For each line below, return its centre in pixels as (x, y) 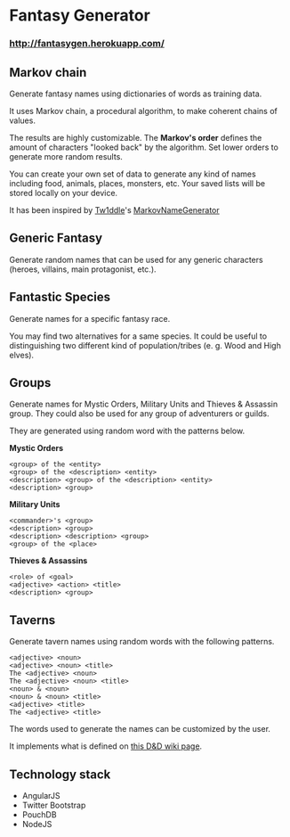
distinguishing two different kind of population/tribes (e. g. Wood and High (145, 345)
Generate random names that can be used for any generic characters (137, 259)
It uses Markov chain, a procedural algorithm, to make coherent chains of (143, 111)
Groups (30, 383)
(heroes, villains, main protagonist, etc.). (83, 269)
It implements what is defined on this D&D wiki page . (106, 746)
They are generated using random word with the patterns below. (127, 431)
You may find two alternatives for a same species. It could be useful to (138, 336)
